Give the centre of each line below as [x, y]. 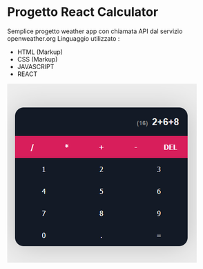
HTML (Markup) [40, 52]
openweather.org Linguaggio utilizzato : [64, 38]
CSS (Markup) [37, 59]
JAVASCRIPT [36, 66]
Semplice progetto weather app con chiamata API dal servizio [95, 31]
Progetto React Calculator [83, 12]
